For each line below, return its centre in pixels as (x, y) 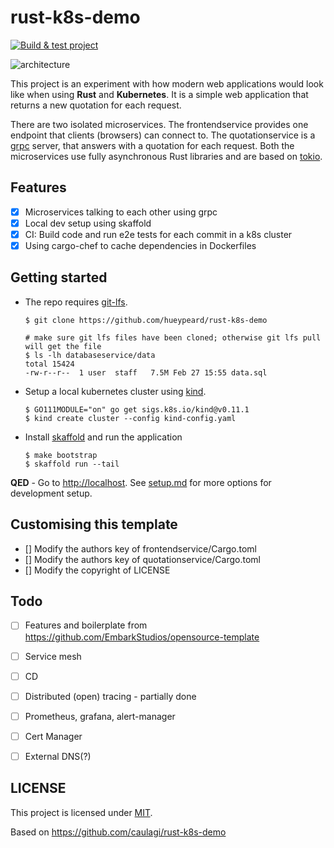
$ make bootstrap (61, 455)
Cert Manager (53, 736)
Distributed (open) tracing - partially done (110, 696)
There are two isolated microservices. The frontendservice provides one (159, 124)
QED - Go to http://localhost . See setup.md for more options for (141, 482)
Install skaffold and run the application (103, 437)
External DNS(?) (58, 756)
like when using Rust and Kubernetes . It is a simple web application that (159, 94)
